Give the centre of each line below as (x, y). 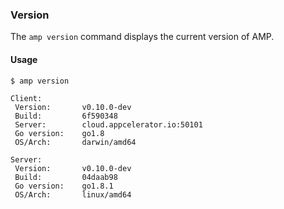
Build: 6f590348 (66, 116)
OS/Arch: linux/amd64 (73, 194)
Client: (26, 98)
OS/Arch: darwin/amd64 (75, 142)
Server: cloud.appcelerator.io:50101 (108, 124)
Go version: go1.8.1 (64, 186)
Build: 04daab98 (66, 177)
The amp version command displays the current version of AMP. (142, 37)
